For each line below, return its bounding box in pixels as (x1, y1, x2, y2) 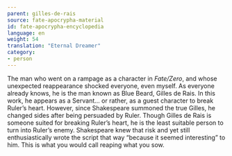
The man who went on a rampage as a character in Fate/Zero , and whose (7, 74, 217, 83)
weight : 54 (7, 36, 39, 43)
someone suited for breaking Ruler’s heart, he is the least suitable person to (7, 119, 224, 127)
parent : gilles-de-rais (7, 10, 76, 17)
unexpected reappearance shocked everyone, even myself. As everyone (7, 81, 215, 90)
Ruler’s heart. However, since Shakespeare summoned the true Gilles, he (7, 103, 215, 112)
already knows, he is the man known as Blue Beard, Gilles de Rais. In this (7, 89, 215, 97)
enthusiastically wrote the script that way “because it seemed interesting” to (7, 133, 226, 141)
